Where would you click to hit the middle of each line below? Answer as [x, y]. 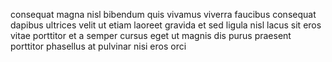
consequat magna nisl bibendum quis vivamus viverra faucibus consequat [163, 14]
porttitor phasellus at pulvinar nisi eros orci [98, 46]
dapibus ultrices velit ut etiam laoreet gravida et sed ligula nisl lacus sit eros [166, 25]
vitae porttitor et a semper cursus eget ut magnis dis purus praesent [151, 35]
